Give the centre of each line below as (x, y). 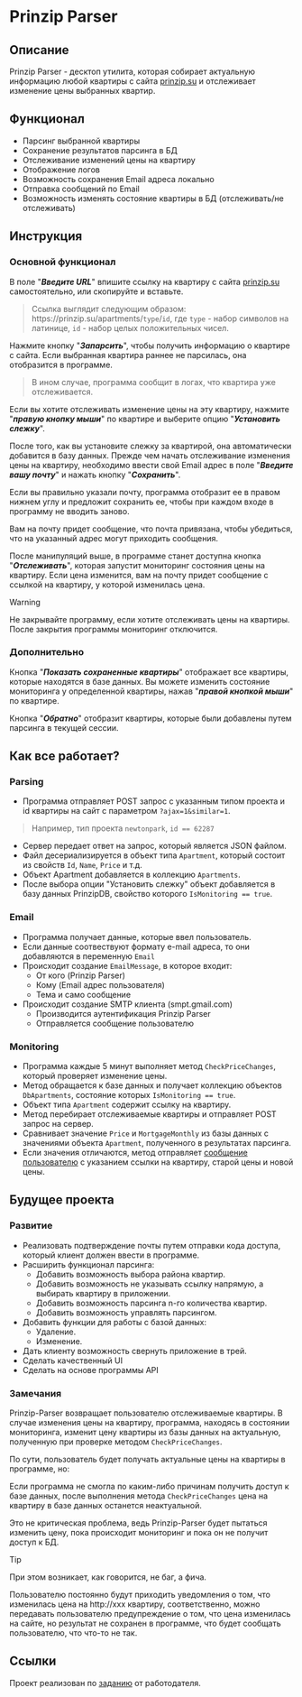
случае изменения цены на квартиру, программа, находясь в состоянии (150, 1423)
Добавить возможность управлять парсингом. (127, 1312)
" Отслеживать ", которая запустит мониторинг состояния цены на (137, 565)
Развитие (31, 1226)
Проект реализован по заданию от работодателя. (105, 1683)
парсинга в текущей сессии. (64, 727)
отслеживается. (62, 392)
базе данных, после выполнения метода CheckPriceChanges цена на (139, 1496)
